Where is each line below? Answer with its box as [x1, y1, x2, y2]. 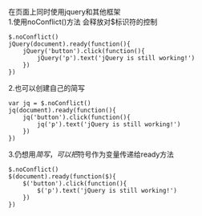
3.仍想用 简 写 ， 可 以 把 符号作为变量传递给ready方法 [8, 149, 175, 159]
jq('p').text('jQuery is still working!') [37, 120, 181, 128]
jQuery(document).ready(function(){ [8, 40, 131, 48]
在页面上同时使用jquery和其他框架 [8, 7, 121, 16]
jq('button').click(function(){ [22, 113, 131, 121]
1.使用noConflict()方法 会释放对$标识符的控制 [8, 17, 158, 26]
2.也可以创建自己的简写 [8, 84, 86, 92]
